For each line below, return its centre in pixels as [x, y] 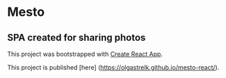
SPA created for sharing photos [76, 38]
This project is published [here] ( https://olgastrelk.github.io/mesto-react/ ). [113, 67]
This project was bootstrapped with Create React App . [85, 54]
